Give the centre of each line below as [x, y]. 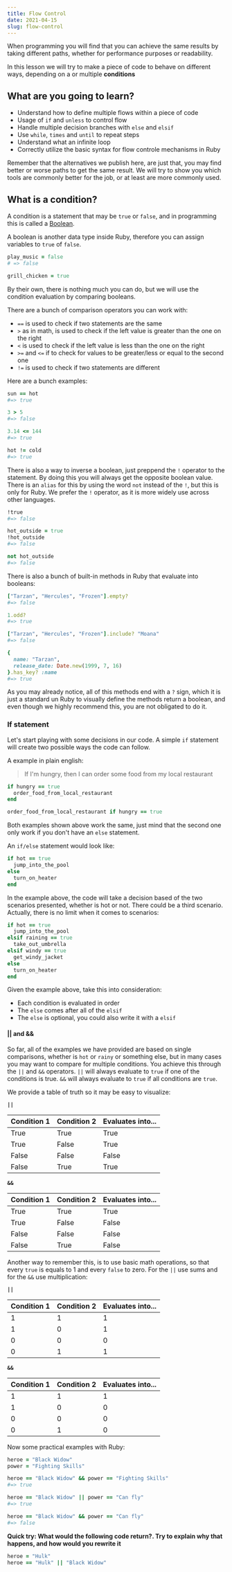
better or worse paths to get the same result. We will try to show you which [114, 170]
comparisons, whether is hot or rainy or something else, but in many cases [114, 1056]
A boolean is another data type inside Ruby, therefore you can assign [106, 237]
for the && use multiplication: [47, 1277]
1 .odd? [17, 615]
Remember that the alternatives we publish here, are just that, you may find [114, 163]
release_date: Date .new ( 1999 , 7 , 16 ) [68, 666]
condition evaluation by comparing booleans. [72, 296]
